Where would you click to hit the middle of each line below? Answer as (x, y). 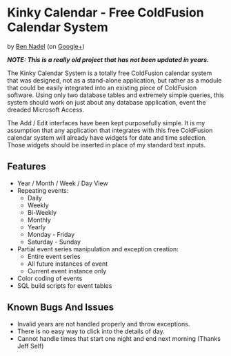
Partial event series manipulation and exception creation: (98, 249)
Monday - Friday (51, 234)
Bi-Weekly (42, 212)
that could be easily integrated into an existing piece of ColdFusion (102, 87)
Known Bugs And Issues (61, 307)
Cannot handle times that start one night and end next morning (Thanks (119, 338)
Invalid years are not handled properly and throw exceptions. (103, 324)
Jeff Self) (30, 346)
